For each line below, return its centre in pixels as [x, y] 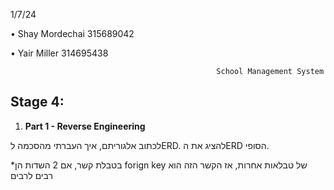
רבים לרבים [31, 175]
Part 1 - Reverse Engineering [85, 126]
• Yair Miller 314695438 [59, 53]
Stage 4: [37, 102]
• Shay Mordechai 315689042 [72, 33]
